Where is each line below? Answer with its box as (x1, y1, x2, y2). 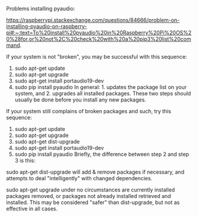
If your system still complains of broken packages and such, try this (6, 108, 171, 114)
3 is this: (14, 157, 36, 164)
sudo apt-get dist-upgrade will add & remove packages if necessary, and (6, 168, 185, 175)
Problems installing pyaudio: (6, 5, 75, 12)
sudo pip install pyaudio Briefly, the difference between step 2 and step (14, 151, 190, 158)
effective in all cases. (6, 205, 58, 212)
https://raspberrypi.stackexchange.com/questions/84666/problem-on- (6, 17, 180, 23)
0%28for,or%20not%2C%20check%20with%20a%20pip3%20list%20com (6, 36, 191, 42)
